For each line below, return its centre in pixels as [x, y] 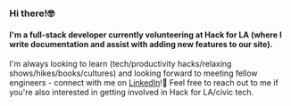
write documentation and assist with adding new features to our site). [141, 44]
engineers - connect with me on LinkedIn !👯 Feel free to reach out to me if [144, 83]
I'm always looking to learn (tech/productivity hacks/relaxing [121, 64]
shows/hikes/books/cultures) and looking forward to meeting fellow [133, 73]
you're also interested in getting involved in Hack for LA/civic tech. [132, 93]
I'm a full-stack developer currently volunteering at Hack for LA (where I [146, 35]
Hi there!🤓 [32, 13]
